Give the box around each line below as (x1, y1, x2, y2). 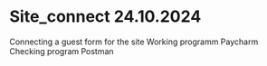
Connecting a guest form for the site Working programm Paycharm (9, 36, 259, 47)
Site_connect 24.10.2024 (9, 6, 202, 27)
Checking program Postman (9, 45, 115, 56)
